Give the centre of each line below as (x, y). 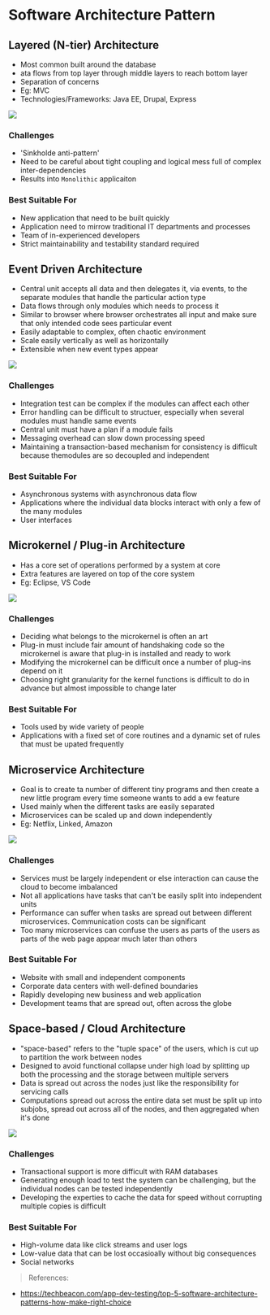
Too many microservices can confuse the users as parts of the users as (140, 930)
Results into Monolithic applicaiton (78, 179)
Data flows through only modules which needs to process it (119, 306)
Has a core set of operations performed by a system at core (120, 565)
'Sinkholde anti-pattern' (60, 153)
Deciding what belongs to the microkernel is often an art (114, 637)
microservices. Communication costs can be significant (113, 921)
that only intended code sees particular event (96, 324)
